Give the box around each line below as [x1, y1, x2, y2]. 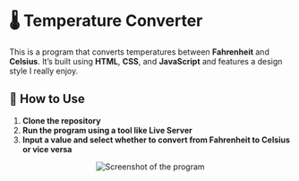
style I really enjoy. [9, 65, 79, 76]
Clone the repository [21, 115, 101, 125]
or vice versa [21, 143, 73, 154]
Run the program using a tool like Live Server [21, 125, 192, 135]
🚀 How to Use [9, 91, 85, 107]
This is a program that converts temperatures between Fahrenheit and [9, 46, 270, 57]
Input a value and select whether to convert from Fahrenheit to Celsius [21, 134, 291, 145]
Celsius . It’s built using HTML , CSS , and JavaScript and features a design [9, 56, 283, 66]
